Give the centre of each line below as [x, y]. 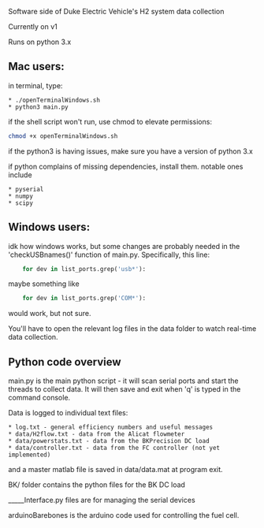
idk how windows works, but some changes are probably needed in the [124, 246]
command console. [39, 398]
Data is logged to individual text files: [68, 413]
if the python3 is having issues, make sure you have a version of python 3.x [131, 151]
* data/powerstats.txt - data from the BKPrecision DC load [109, 441]
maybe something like [44, 284]
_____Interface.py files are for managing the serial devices [102, 500]
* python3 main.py [38, 107]
